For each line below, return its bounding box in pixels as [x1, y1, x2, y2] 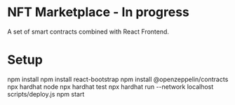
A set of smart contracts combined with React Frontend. [7, 27, 170, 36]
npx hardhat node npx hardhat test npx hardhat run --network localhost [7, 82, 214, 91]
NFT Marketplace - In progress [7, 4, 189, 20]
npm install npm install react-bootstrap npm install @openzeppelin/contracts [7, 75, 229, 83]
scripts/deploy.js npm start [7, 90, 85, 98]
